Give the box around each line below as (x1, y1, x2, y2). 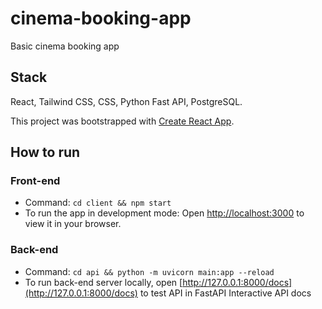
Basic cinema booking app (10, 40, 120, 52)
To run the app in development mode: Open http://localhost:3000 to (24, 207, 305, 219)
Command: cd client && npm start (24, 197, 172, 209)
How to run (10, 144, 81, 161)
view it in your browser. (24, 218, 122, 230)
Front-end (10, 174, 61, 188)
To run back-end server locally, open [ (24, 276, 183, 288)
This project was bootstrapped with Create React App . (10, 115, 235, 127)
